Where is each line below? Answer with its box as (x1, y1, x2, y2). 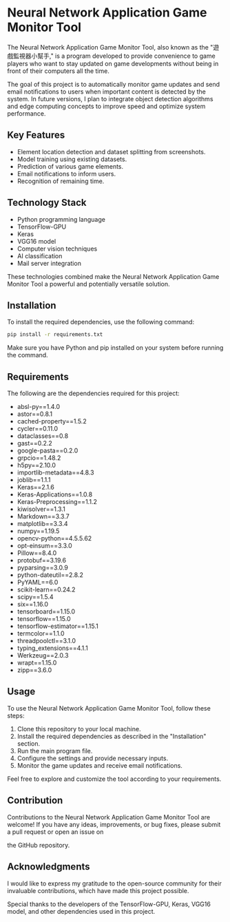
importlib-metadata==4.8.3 (17, 468, 94, 476)
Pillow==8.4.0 (17, 549, 57, 557)
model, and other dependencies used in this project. (7, 907, 156, 915)
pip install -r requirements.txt (7, 331, 103, 338)
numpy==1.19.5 (17, 527, 60, 535)
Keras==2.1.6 (17, 483, 55, 492)
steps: (7, 711, 25, 720)
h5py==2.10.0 (17, 461, 56, 470)
